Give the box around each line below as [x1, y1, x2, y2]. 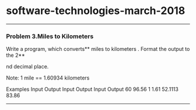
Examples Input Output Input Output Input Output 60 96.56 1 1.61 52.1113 [6, 86, 179, 93]
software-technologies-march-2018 [6, 4, 185, 18]
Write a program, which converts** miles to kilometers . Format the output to [6, 46, 190, 53]
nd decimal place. [6, 63, 49, 70]
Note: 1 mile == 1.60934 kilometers [6, 74, 90, 81]
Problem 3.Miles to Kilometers [6, 32, 94, 40]
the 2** [6, 51, 25, 59]
